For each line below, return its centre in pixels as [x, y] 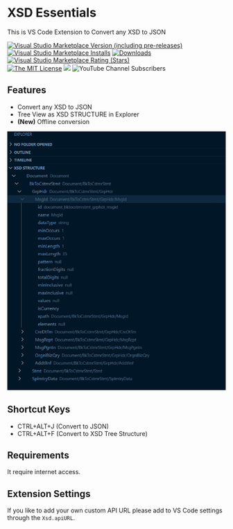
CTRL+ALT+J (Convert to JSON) [63, 426]
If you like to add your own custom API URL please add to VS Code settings [115, 510]
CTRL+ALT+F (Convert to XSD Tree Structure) [82, 433]
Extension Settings [49, 494]
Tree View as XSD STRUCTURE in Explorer [78, 114]
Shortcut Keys [39, 409]
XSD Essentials [52, 13]
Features [27, 90]
